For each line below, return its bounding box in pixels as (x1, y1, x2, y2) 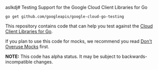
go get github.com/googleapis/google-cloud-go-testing (5, 14, 124, 19)
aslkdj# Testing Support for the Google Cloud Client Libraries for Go (5, 5, 148, 10)
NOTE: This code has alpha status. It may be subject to (5, 53, 121, 59)
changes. (33, 59, 54, 65)
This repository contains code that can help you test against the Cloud (5, 23, 153, 29)
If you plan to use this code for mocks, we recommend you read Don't (5, 38, 152, 44)
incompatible (5, 59, 33, 65)
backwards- (122, 53, 148, 59)
